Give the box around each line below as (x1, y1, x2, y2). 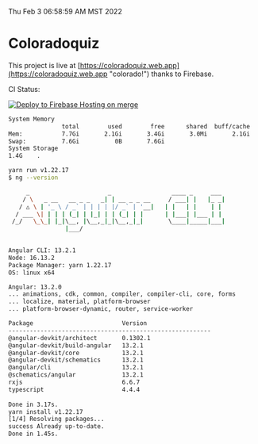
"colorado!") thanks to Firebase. (109, 69, 214, 78)
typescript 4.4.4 (8, 385, 141, 393)
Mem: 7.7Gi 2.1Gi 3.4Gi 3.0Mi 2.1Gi (8, 130, 250, 138)
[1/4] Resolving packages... (8, 415, 105, 423)
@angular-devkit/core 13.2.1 (8, 349, 144, 357)
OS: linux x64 (8, 269, 56, 277)
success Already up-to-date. (8, 423, 105, 431)
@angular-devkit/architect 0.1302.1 (8, 334, 151, 342)
